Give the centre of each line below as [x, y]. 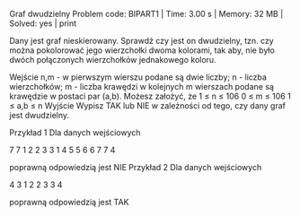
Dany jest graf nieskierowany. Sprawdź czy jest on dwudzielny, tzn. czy [141, 41]
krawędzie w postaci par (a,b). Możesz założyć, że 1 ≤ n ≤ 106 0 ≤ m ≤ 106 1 [150, 96]
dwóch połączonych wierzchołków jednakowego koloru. [113, 60]
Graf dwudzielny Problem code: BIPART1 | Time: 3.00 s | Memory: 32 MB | [146, 14]
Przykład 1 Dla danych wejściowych [75, 133]
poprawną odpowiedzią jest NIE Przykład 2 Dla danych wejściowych [136, 167]
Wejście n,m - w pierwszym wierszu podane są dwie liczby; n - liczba [138, 77]
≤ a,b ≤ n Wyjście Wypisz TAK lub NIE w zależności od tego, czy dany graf [147, 106]
